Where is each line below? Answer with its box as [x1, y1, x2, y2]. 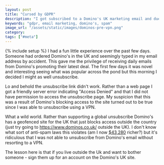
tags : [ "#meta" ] [5, 35, 38, 40]
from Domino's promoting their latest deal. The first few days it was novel [5, 63, 153, 69]
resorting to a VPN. [5, 140, 43, 145]
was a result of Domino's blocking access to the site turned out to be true [5, 99, 153, 105]
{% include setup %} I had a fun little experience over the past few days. [5, 47, 151, 54]
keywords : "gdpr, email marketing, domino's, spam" [5, 21, 112, 26]
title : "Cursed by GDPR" [5, 12, 56, 17]
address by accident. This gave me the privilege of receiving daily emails [5, 58, 152, 64]
